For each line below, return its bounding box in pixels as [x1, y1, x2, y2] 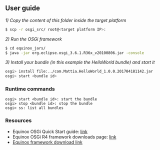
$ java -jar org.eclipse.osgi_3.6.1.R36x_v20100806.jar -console [5, 50, 144, 55]
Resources [5, 117, 32, 124]
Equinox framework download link [12, 139, 83, 145]
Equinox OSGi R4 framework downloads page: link [12, 133, 116, 139]
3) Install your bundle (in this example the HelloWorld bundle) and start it [5, 59, 155, 65]
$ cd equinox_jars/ [5, 45, 46, 50]
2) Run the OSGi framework [5, 36, 62, 42]
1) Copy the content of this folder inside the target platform [5, 17, 126, 23]
